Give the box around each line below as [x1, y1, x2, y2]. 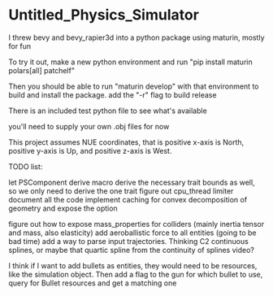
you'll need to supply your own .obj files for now [8, 121, 170, 131]
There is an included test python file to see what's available [8, 106, 207, 115]
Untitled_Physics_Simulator [8, 6, 199, 24]
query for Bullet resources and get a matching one [8, 278, 177, 288]
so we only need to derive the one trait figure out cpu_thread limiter [8, 185, 234, 196]
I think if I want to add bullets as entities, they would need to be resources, [8, 260, 258, 270]
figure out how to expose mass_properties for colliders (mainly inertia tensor [8, 219, 265, 229]
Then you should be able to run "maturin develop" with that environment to [8, 81, 259, 91]
